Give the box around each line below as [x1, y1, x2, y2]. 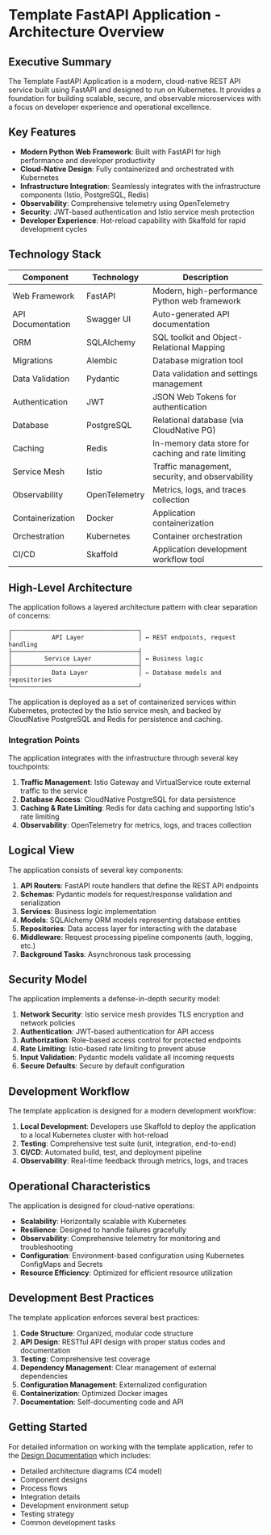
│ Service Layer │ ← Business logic [8, 655, 204, 663]
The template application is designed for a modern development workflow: [8, 1106, 256, 1116]
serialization [19, 898, 61, 908]
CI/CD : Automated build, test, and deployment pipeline [19, 1147, 202, 1157]
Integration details [19, 1491, 81, 1501]
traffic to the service [19, 786, 88, 795]
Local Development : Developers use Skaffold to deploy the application [19, 1122, 256, 1131]
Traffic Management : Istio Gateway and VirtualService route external [19, 777, 252, 786]
